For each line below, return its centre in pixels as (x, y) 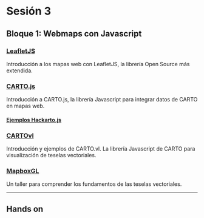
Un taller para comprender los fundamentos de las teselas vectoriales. (94, 184)
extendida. (20, 70)
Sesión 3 (29, 11)
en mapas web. (25, 106)
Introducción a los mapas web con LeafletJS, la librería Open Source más (98, 64)
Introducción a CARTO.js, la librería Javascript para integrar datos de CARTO (102, 100)
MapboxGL (23, 171)
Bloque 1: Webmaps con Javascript (74, 34)
